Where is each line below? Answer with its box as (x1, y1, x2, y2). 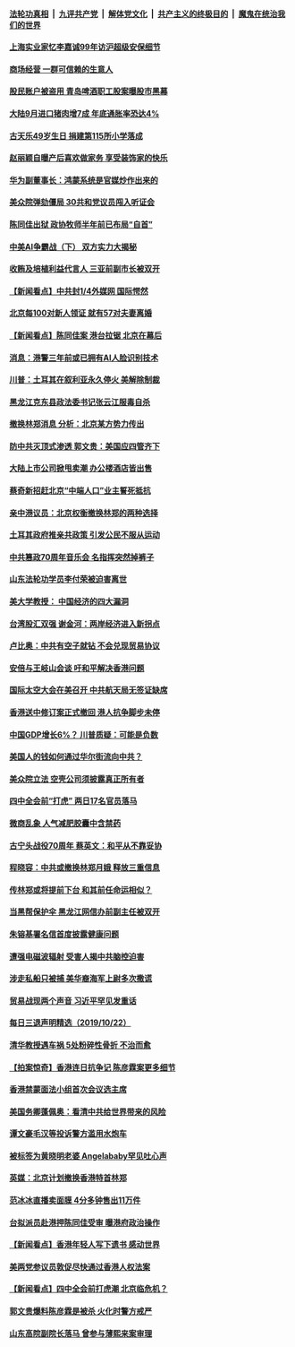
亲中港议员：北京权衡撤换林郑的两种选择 (9, 507, 158, 518)
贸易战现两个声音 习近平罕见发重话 (9, 995, 137, 1006)
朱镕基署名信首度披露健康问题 (9, 928, 119, 939)
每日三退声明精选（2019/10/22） (9, 1017, 131, 1028)
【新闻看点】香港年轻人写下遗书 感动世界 (9, 1239, 161, 1250)
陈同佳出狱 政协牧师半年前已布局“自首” (9, 219, 154, 229)
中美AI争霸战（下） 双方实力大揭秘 (9, 241, 137, 252)
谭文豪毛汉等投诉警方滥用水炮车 (9, 1128, 127, 1139)
